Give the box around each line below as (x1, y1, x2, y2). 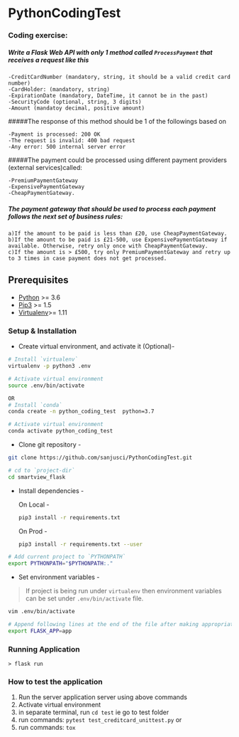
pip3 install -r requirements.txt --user (18, 541, 143, 548)
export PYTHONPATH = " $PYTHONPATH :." (8, 560, 113, 567)
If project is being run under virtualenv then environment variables (25, 587, 222, 595)
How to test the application (8, 677, 103, 686)
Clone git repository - (18, 440, 82, 449)
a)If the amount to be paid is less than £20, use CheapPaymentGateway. (8, 230, 228, 238)
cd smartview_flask (8, 473, 66, 481)
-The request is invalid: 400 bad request (8, 137, 135, 144)
